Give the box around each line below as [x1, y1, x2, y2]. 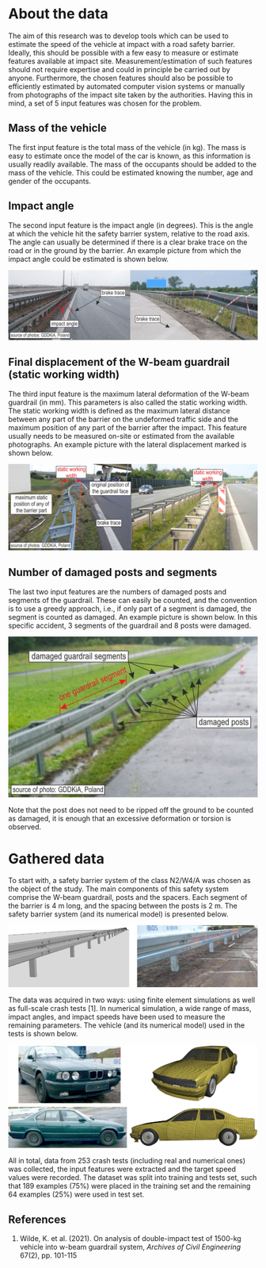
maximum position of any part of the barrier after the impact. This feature [8, 422, 247, 432]
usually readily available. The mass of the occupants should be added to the [8, 159, 257, 169]
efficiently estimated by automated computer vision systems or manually [8, 81, 245, 91]
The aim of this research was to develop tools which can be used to [8, 31, 230, 40]
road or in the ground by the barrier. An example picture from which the [8, 245, 241, 255]
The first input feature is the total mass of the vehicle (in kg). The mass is [8, 142, 247, 152]
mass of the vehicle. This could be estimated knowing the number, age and [8, 167, 253, 177]
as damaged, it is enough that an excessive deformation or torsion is [8, 813, 232, 823]
